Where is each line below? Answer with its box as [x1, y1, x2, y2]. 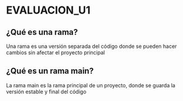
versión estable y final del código [6, 88, 86, 95]
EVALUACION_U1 [6, 4, 91, 17]
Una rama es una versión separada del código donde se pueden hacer [6, 43, 177, 50]
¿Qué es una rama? [6, 27, 78, 37]
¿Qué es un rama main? [6, 66, 94, 76]
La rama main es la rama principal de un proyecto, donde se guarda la [6, 82, 175, 89]
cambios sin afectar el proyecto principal [6, 49, 105, 56]
